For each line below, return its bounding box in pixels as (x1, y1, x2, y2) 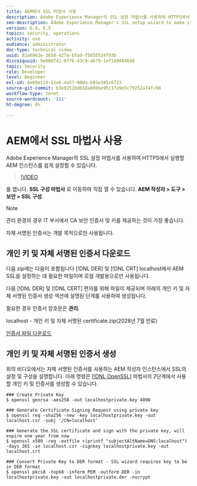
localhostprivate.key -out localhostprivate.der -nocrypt (6, 474, 151, 480)
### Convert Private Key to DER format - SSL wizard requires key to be (6, 459, 188, 465)
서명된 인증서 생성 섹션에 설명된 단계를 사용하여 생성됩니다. (12, 292, 147, 299)
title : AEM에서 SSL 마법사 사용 (6, 8, 77, 15)
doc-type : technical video (6, 47, 72, 53)
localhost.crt (6, 448, 41, 455)
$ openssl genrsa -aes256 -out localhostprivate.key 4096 (6, 397, 151, 403)
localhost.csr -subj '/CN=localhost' (6, 418, 98, 424)
